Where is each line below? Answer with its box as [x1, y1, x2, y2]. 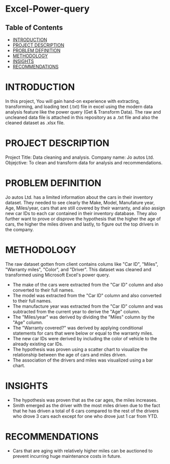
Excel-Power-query [5, 3, 90, 15]
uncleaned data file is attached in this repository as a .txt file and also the [5, 114, 158, 120]
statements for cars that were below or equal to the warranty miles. [12, 330, 154, 336]
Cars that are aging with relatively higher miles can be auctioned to [12, 447, 153, 454]
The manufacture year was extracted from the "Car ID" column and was [12, 303, 163, 309]
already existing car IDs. [12, 341, 63, 347]
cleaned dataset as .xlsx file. [5, 120, 65, 126]
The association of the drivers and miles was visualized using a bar [12, 357, 153, 363]
